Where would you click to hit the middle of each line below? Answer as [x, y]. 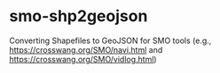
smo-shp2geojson [79, 16]
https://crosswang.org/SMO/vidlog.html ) [83, 59]
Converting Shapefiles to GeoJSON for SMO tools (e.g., [110, 40]
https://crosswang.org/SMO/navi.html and [86, 49]
